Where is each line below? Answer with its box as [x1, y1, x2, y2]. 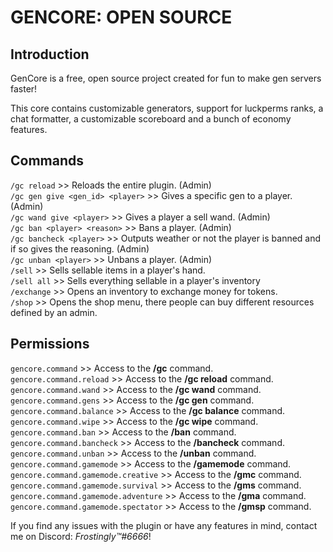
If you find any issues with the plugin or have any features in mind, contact [10, 519, 318, 531]
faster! [10, 83, 38, 95]
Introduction [10, 46, 90, 63]
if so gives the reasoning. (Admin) [10, 242, 150, 255]
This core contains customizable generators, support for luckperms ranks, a [10, 102, 324, 114]
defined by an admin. [10, 306, 98, 318]
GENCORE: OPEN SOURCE [10, 6, 233, 29]
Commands [10, 152, 85, 170]
